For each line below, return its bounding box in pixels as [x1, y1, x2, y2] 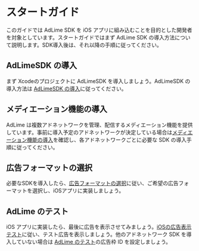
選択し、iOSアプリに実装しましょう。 [32, 187, 125, 194]
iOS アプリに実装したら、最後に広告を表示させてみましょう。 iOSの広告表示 [6, 224, 192, 231]
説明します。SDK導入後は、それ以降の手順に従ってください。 [11, 41, 162, 48]
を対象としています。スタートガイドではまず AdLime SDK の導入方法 [6, 33, 175, 41]
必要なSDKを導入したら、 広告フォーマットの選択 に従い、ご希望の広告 [6, 180, 179, 187]
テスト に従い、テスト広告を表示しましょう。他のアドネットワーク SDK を [6, 231, 186, 238]
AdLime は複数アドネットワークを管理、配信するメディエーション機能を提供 [6, 121, 193, 128]
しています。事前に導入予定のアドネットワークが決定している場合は [6, 128, 173, 136]
